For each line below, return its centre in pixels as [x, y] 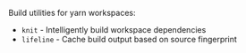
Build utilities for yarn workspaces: [72, 13]
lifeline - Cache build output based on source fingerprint [129, 39]
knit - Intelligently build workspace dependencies [114, 30]
